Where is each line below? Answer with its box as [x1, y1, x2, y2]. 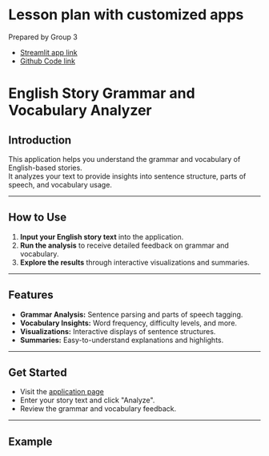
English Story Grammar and [8, 84, 195, 103]
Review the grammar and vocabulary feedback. [19, 404, 177, 414]
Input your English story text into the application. [19, 232, 184, 241]
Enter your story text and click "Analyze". [19, 395, 155, 406]
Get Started [8, 365, 67, 379]
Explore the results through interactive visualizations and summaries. [19, 257, 250, 267]
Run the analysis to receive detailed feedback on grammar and [19, 240, 230, 250]
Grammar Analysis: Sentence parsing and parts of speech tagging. [19, 309, 243, 319]
